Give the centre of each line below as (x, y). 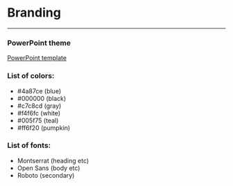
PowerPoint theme (39, 43)
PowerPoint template (37, 58)
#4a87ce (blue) (39, 91)
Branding (34, 13)
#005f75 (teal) (38, 120)
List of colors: (31, 76)
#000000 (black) (42, 98)
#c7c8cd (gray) (39, 106)
